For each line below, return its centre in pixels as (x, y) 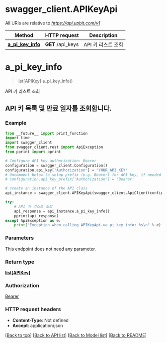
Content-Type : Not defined (40, 320)
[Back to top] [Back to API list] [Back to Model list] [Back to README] (76, 335)
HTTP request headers (33, 309)
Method (24, 35)
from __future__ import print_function (46, 133)
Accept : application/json (38, 326)
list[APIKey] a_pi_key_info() (45, 81)
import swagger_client (29, 143)
